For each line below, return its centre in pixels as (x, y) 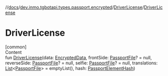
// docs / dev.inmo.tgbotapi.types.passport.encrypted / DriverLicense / (75, 7)
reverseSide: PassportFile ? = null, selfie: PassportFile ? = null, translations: (81, 63)
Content (14, 52)
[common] (16, 47)
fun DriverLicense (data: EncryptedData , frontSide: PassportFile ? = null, (78, 57)
